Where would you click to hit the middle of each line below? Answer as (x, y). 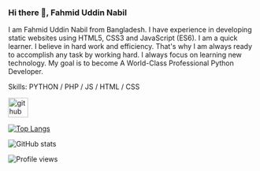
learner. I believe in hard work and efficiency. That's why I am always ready (130, 46)
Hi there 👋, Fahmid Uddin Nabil (68, 13)
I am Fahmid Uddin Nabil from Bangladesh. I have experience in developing (130, 30)
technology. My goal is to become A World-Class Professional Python (121, 63)
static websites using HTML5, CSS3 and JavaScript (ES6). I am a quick (123, 38)
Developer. (26, 72)
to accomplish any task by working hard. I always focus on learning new (125, 55)
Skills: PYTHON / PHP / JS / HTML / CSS (74, 87)
